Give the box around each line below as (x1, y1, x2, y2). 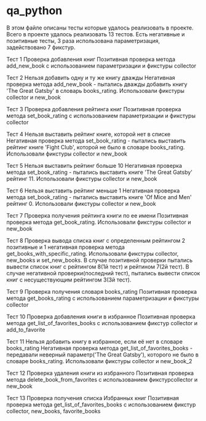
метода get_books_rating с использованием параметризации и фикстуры (6, 294, 199, 302)
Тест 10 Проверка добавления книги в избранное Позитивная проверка (6, 313, 196, 320)
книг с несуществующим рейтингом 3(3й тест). (6, 276, 132, 283)
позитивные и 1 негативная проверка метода (6, 243, 125, 251)
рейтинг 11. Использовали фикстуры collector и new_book (6, 175, 157, 182)
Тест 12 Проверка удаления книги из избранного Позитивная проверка (6, 369, 194, 377)
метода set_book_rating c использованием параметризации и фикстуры (6, 112, 196, 119)
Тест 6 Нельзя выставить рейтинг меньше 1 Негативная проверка (6, 187, 180, 194)
